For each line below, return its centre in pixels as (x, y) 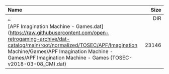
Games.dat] (90, 26)
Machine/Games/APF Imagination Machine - (60, 51)
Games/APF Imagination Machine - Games (58, 58)
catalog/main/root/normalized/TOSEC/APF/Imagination (73, 45)
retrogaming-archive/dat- (39, 39)
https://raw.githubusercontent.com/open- (59, 33)
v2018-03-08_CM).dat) (37, 64)
